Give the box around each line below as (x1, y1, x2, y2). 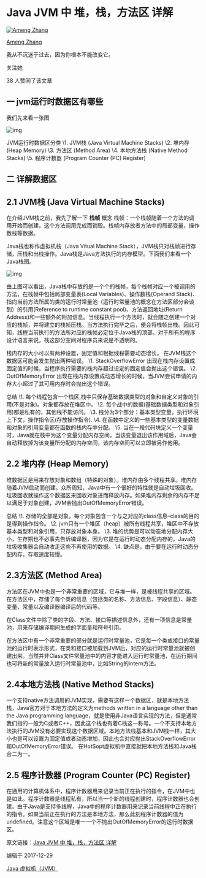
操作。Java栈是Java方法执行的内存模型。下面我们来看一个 (44, 250, 192, 258)
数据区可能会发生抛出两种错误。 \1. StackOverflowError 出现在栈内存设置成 (6, 357, 196, 364)
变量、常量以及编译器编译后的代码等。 (6, 603, 103, 610)
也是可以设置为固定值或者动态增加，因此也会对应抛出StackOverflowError (11, 735, 196, 742)
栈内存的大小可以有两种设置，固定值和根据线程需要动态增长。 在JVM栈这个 (6, 349, 197, 356)
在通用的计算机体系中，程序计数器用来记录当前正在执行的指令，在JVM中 (6, 787, 190, 795)
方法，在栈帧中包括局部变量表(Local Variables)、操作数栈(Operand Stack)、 (6, 290, 198, 297)
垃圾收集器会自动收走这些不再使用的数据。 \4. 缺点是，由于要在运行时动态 (6, 543, 194, 550)
